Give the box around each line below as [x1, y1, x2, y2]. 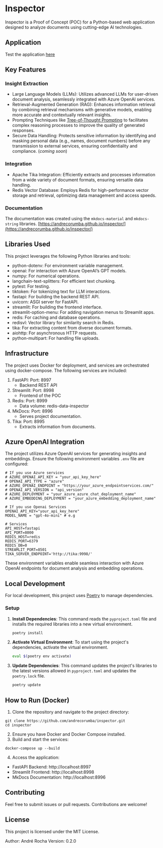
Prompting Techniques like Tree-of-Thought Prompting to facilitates [12, 117, 148, 123]
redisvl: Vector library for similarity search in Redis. [12, 319, 115, 325]
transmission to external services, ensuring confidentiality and [12, 143, 138, 149]
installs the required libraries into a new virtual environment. [12, 621, 133, 627]
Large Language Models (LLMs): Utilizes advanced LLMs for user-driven [12, 91, 159, 97]
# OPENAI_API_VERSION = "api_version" [5, 488, 84, 493]
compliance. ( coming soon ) [12, 148, 67, 154]
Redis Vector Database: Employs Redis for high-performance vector [12, 187, 149, 193]
